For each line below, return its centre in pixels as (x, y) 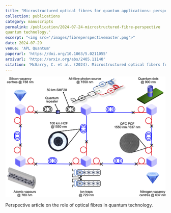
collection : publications (33, 16)
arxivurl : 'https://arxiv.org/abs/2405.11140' (55, 59)
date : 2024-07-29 (24, 43)
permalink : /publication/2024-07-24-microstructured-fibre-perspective (83, 27)
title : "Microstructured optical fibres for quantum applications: (78, 11)
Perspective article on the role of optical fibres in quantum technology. (79, 205)
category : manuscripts (29, 21)
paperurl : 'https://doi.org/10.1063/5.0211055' (57, 54)
